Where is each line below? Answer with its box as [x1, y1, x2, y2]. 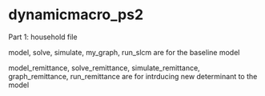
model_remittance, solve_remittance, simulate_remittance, [8, 62, 200, 73]
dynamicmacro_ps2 [8, 6, 144, 24]
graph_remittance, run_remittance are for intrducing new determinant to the [8, 71, 258, 81]
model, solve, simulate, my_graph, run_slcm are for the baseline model [8, 47, 240, 57]
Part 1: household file [8, 32, 78, 42]
